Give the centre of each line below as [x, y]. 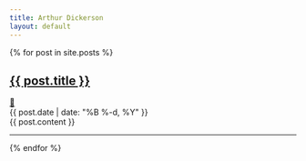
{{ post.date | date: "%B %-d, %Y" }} [79, 112]
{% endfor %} [36, 148]
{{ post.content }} [42, 122]
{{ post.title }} [50, 80]
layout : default [40, 26]
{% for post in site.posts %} [61, 52]
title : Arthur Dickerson [56, 18]
